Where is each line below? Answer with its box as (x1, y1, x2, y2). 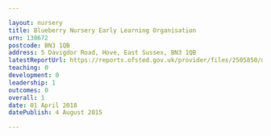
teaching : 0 (8, 64, 48, 72)
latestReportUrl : (8, 56, 67, 64)
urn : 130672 (8, 34, 48, 42)
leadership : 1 (8, 78, 56, 87)
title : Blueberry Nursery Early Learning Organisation (8, 26, 197, 35)
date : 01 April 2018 (8, 101, 78, 109)
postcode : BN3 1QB (8, 41, 70, 49)
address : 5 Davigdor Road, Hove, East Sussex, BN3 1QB (8, 49, 197, 57)
